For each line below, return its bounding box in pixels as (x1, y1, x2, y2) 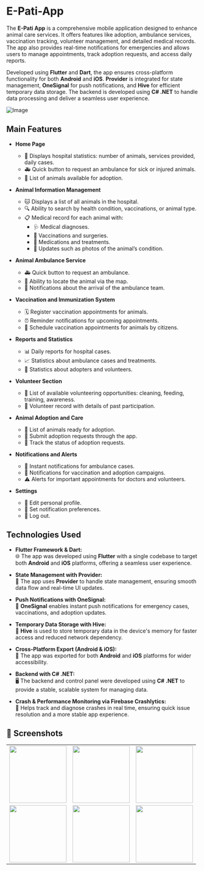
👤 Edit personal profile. (24, 499, 82, 506)
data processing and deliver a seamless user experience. (6, 95, 150, 102)
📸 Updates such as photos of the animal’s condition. (33, 245, 164, 252)
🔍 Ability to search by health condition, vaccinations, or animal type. (24, 204, 197, 212)
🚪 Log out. (24, 512, 51, 519)
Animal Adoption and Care (15, 414, 83, 421)
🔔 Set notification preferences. (24, 505, 101, 513)
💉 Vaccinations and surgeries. (33, 232, 108, 239)
